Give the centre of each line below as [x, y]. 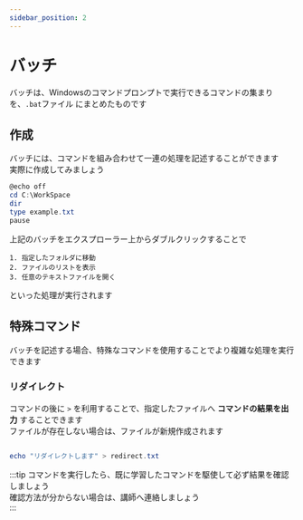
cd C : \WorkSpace [40, 196]
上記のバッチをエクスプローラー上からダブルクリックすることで [128, 239]
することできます [51, 419]
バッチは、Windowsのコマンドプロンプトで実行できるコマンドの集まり [142, 92]
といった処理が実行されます [61, 294]
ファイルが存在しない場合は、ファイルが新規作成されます [116, 430]
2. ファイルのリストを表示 [53, 267]
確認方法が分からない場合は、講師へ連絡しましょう [104, 497]
